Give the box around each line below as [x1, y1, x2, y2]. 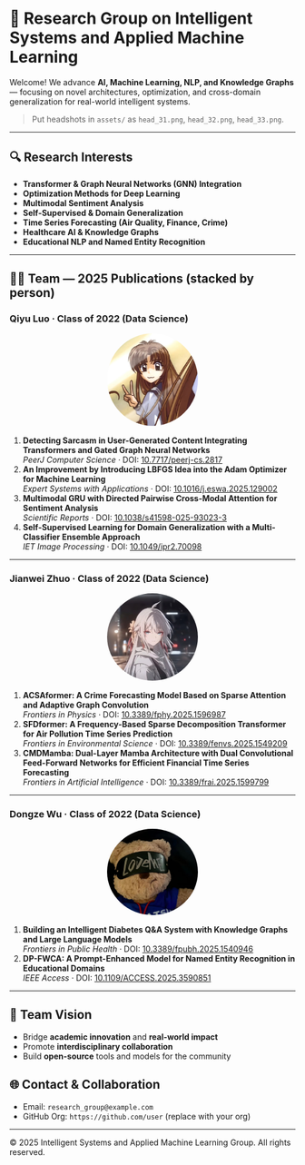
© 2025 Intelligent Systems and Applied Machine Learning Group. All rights [9, 1137, 291, 1148]
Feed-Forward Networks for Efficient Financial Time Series [22, 757, 250, 768]
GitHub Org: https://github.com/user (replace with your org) [22, 1111, 251, 1121]
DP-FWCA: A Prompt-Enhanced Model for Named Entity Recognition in [22, 953, 296, 963]
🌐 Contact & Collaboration [9, 1077, 161, 1092]
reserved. [9, 1146, 45, 1157]
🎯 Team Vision [9, 1007, 93, 1022]
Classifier [22, 531, 61, 542]
